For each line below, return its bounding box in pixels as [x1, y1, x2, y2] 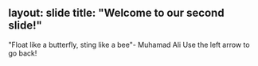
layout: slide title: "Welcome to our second [8, 6, 225, 20]
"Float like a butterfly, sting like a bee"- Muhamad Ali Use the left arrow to [8, 40, 250, 49]
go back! [8, 48, 37, 58]
